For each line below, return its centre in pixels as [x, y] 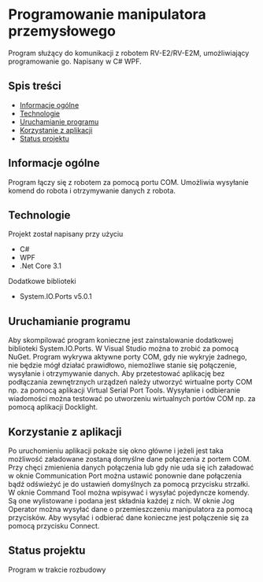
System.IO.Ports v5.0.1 [56, 297]
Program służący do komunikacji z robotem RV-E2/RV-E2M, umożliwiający [129, 53]
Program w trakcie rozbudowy [57, 569]
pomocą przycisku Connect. [54, 526]
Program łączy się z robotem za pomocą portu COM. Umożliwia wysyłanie [129, 182]
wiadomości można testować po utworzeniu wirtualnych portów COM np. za [132, 399]
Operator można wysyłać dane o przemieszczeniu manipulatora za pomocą [131, 509]
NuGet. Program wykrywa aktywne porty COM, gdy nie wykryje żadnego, [128, 357]
